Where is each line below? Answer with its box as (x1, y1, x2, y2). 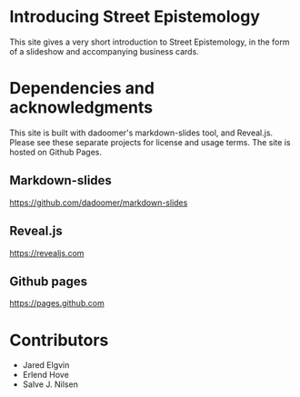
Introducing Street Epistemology (9, 6, 261, 27)
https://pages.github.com (9, 298, 105, 309)
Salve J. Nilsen (22, 379, 79, 390)
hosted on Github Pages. (9, 146, 103, 157)
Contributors (9, 330, 109, 351)
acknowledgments (9, 97, 153, 118)
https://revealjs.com (9, 247, 85, 258)
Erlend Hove (22, 370, 70, 381)
